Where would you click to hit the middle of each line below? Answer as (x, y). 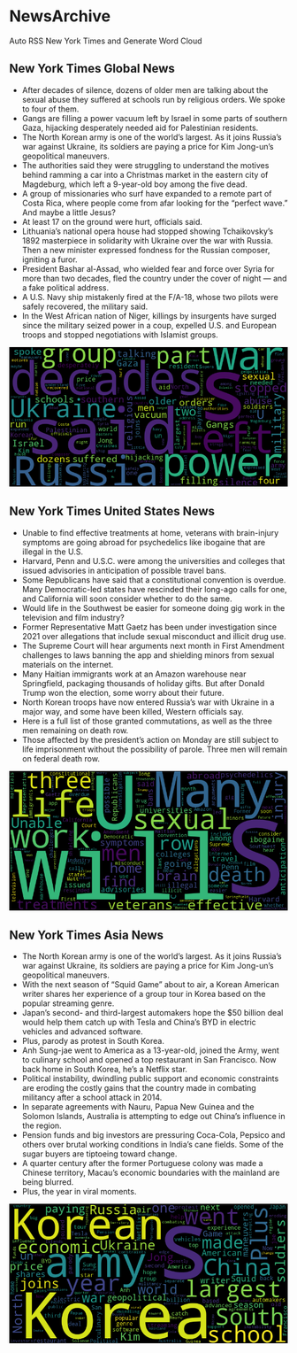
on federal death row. (61, 758)
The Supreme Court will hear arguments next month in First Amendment (153, 646)
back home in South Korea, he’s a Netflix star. (105, 1070)
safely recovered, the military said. (85, 306)
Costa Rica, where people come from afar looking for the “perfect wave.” (155, 203)
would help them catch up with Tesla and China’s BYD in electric (139, 1022)
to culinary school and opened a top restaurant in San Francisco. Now (149, 1060)
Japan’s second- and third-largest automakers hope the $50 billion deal (152, 1013)
